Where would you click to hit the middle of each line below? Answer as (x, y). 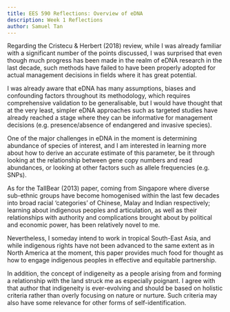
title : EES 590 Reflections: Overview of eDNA (75, 13)
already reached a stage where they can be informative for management (110, 118)
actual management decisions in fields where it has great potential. (102, 75)
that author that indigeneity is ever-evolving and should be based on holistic (115, 288)
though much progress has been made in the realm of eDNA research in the (115, 61)
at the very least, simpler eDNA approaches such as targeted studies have (113, 110)
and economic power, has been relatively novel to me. (84, 225)
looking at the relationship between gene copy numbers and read (100, 160)
